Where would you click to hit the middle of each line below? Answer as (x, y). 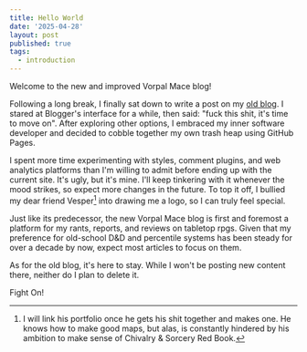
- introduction (47, 60)
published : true (40, 43)
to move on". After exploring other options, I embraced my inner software (147, 123)
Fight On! (27, 292)
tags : (20, 52)
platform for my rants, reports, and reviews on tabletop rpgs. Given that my (150, 228)
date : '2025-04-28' (47, 26)
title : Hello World (47, 18)
